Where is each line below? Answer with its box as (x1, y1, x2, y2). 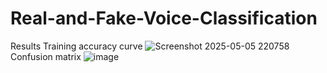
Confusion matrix (10, 50, 82, 62)
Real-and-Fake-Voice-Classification (10, 7, 318, 30)
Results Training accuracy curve (10, 40, 143, 52)
